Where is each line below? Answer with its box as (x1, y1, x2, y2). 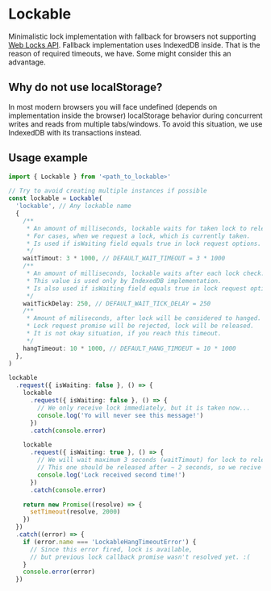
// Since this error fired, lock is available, (29, 545, 194, 553)
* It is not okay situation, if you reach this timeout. (26, 330, 222, 338)
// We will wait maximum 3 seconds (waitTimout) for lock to (37, 456, 248, 464)
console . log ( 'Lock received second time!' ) (37, 471, 186, 479)
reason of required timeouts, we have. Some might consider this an (8, 48, 231, 58)
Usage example (8, 151, 89, 165)
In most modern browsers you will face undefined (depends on (8, 102, 218, 111)
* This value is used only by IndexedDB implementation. (26, 277, 222, 285)
